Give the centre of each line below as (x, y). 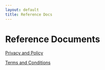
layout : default (22, 10)
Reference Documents (53, 39)
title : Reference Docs (29, 14)
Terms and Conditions (28, 62)
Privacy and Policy (24, 53)
